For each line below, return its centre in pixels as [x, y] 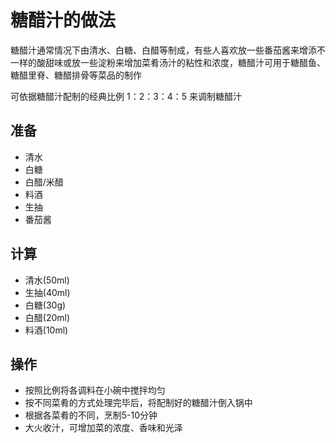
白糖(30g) [45, 305]
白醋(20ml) [47, 317]
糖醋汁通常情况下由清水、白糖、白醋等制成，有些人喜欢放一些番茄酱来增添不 [168, 50]
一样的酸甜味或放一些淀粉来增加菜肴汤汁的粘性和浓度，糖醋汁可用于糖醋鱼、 [168, 62]
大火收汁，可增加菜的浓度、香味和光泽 [103, 428]
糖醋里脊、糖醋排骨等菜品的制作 [76, 75]
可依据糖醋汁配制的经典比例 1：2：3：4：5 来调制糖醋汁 [126, 96]
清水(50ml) [47, 280]
